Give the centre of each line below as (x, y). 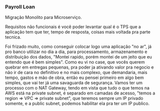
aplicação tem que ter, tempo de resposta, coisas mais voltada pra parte (78, 32)
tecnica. (13, 37)
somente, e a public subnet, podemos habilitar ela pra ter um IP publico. (77, 104)
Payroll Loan (20, 7)
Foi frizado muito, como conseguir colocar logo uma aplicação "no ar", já (79, 47)
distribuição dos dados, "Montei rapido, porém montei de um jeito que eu (79, 57)
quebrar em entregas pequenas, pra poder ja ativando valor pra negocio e (80, 67)
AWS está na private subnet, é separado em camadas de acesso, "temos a (80, 93)
